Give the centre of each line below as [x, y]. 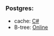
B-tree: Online [31, 27]
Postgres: [20, 8]
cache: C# [26, 21]
